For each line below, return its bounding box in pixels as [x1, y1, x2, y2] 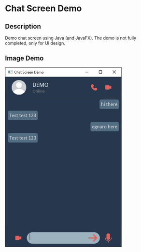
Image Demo [5, 54, 44, 63]
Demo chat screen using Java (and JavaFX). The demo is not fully [5, 35, 137, 41]
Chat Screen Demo [5, 3, 82, 14]
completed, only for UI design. [5, 40, 65, 46]
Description [5, 22, 41, 31]
